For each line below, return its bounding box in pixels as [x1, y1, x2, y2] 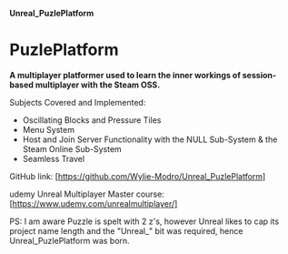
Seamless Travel [22, 153, 84, 164]
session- [242, 69, 277, 80]
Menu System [22, 124, 75, 135]
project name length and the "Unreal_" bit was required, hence [9, 225, 243, 236]
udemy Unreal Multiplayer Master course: [9, 188, 165, 199]
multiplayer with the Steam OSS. [35, 79, 161, 90]
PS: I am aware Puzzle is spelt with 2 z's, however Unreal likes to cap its [9, 216, 280, 227]
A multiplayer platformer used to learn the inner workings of [9, 69, 241, 80]
